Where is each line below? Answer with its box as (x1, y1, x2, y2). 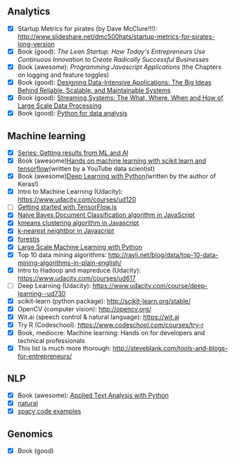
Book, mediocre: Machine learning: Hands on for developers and (17, 329, 205, 337)
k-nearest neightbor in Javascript (17, 227, 115, 235)
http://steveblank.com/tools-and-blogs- (112, 344, 229, 353)
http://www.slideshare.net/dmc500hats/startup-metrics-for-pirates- (17, 32, 215, 41)
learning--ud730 (17, 289, 66, 298)
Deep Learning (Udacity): (17, 281, 91, 289)
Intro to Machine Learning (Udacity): (17, 187, 123, 196)
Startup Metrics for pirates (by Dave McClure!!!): (17, 24, 158, 32)
